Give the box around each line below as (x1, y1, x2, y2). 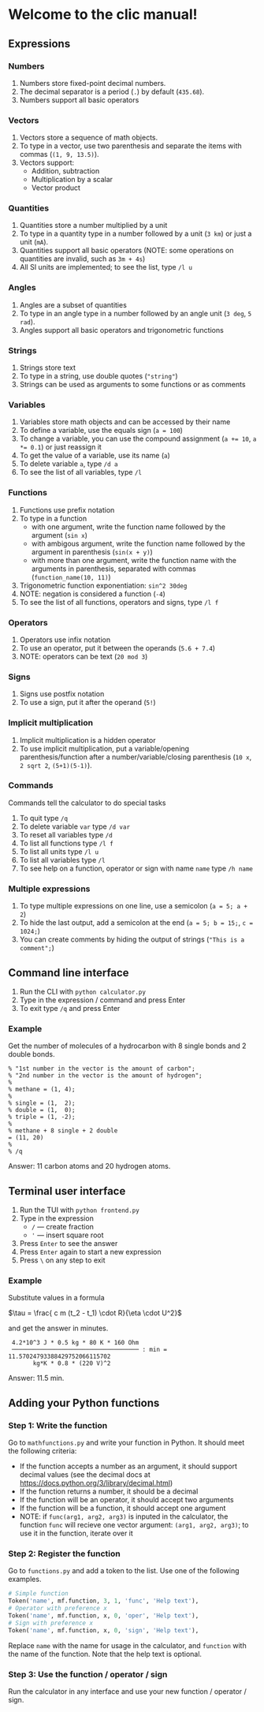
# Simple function (8, 1590, 69, 1598)
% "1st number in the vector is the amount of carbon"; (8, 1065, 195, 1073)
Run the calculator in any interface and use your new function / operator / (8, 1686, 247, 1696)
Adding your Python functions (8, 1396, 160, 1409)
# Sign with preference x (8, 1619, 93, 1627)
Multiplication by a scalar (31, 175, 113, 185)
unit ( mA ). (19, 237, 49, 247)
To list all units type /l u (19, 846, 99, 856)
